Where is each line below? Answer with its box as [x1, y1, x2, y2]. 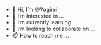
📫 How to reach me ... [12, 32, 69, 39]
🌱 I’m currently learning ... [12, 19, 78, 26]
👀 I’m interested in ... [12, 12, 64, 19]
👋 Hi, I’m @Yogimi [12, 6, 57, 13]
